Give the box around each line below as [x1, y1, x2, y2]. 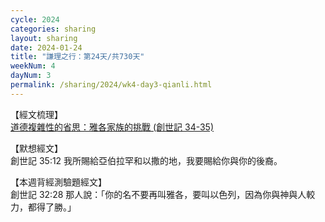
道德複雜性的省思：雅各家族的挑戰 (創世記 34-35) [10, 121, 215, 133]
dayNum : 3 [10, 71, 52, 81]
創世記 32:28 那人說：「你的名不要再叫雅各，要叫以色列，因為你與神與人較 [10, 188, 316, 200]
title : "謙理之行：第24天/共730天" [10, 52, 145, 62]
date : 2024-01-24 [10, 42, 83, 53]
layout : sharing [10, 33, 78, 43]
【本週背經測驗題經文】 [10, 176, 107, 188]
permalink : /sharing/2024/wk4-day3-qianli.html [10, 80, 213, 90]
